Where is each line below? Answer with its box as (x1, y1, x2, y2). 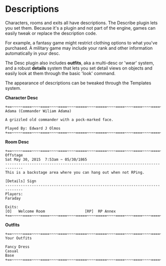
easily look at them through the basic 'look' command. (5, 70, 116, 76)
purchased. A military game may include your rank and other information (5, 45, 153, 51)
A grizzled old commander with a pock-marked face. (5, 117, 114, 122)
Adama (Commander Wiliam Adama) (5, 109, 72, 114)
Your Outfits (5, 235, 32, 240)
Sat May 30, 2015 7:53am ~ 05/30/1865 (5, 157, 87, 162)
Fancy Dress (5, 244, 30, 249)
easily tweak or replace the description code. (5, 30, 97, 36)
